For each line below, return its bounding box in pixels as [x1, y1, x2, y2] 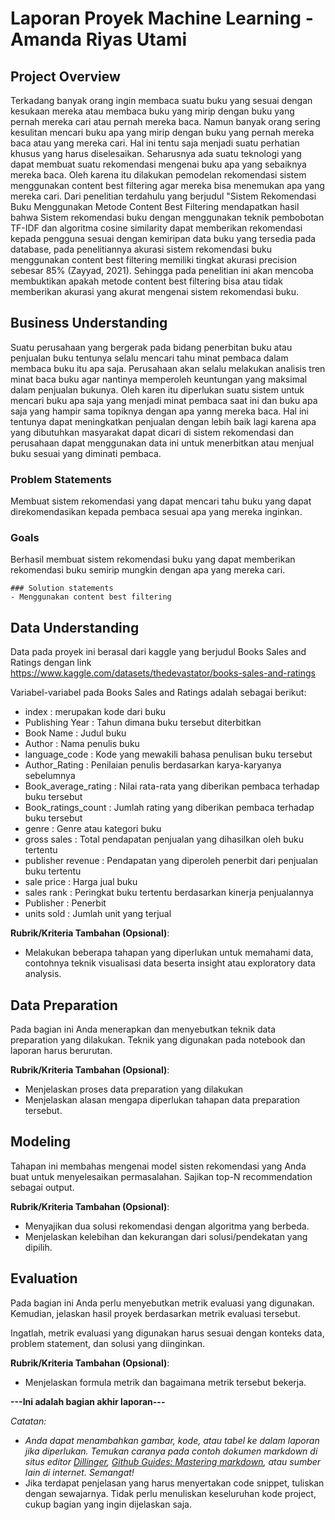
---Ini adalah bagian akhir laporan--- [10, 1395, 166, 1407]
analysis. [24, 968, 62, 980]
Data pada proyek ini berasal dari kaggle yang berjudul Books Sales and [10, 646, 307, 658]
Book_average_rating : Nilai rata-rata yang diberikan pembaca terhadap [24, 780, 320, 792]
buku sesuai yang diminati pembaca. [10, 447, 162, 459]
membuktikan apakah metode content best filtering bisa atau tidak [10, 275, 283, 287]
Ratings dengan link [10, 657, 92, 669]
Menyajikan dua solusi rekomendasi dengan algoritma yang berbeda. [24, 1220, 310, 1232]
